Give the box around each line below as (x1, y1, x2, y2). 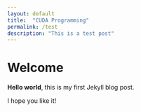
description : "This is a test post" (7, 29, 114, 37)
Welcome (7, 60, 64, 76)
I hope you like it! (7, 97, 57, 105)
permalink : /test (7, 23, 58, 30)
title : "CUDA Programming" (7, 17, 90, 24)
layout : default (7, 10, 55, 17)
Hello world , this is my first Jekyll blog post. (7, 83, 135, 92)
